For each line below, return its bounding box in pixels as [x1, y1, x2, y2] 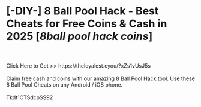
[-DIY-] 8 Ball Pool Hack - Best [6, 4, 159, 18]
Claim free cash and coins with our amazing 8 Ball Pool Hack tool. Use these [6, 75, 195, 82]
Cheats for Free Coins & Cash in [6, 17, 167, 30]
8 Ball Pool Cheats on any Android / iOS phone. [6, 81, 123, 88]
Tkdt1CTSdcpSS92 [6, 94, 53, 101]
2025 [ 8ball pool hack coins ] [6, 30, 153, 43]
